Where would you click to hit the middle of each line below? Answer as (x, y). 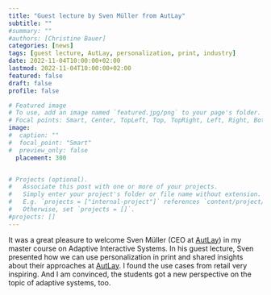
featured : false (35, 76)
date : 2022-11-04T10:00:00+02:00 (65, 61)
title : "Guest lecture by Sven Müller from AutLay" (97, 16)
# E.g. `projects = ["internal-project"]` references (104, 202)
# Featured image (38, 106)
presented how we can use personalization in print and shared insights (126, 257)
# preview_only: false (48, 150)
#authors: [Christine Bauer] (57, 38)
